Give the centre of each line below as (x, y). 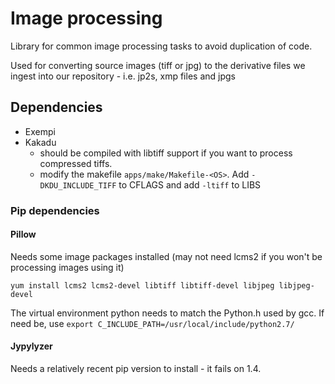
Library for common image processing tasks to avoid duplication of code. (161, 46)
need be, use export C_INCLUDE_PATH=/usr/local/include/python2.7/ (152, 323)
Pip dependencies (55, 210)
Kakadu (40, 142)
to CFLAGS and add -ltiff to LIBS (190, 184)
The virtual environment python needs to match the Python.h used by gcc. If (167, 313)
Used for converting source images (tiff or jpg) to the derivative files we (158, 65)
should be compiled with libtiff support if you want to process (166, 153)
